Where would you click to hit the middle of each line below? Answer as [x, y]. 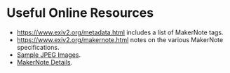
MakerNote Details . [45, 62]
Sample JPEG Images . [49, 55]
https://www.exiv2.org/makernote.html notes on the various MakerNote [120, 39]
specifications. [38, 47]
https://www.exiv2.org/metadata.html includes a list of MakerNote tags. [120, 32]
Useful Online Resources [80, 13]
